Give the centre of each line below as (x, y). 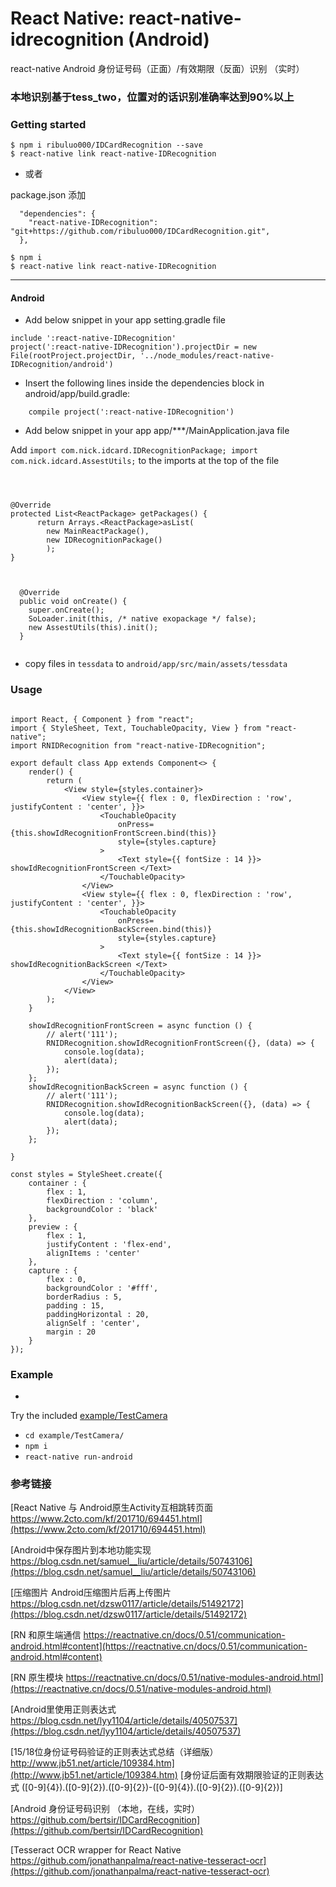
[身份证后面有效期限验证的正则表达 (251, 1775)
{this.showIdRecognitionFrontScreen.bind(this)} (113, 833)
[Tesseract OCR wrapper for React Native (96, 1850)
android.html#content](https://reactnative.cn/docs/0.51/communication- (159, 1646)
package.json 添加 (48, 195)
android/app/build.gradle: (77, 394)
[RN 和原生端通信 (46, 1635)
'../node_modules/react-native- (207, 356)
